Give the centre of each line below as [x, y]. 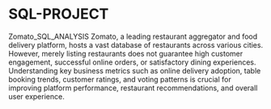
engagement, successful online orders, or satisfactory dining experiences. [132, 62]
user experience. [36, 96]
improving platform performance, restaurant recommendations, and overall [133, 88]
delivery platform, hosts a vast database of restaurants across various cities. [136, 44]
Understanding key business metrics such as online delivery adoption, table [135, 70]
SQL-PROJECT [59, 14]
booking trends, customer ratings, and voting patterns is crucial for [120, 79]
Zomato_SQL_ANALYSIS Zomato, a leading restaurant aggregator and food [133, 36]
